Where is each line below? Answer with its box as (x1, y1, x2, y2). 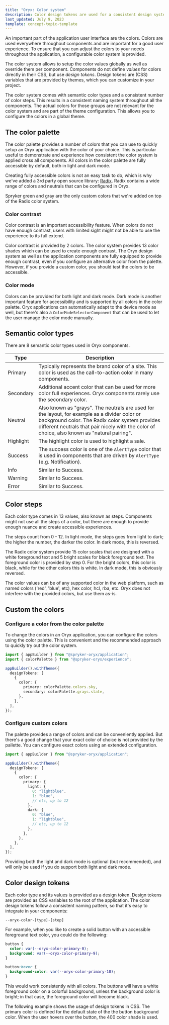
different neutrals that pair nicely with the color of (38, 423, 155, 430)
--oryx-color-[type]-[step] (5, 917, 64, 922)
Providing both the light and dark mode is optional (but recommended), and (5, 859, 162, 865)
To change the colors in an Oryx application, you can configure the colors (5, 631, 158, 637)
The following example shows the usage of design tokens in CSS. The (5, 1003, 150, 1009)
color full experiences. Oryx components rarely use (38, 390, 160, 397)
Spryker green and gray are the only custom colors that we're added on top (5, 193, 162, 199)
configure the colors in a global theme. (5, 114, 86, 120)
